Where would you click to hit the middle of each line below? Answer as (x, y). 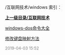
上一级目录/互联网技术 (27, 18)
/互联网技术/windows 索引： (33, 7)
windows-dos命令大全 (27, 28)
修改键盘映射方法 (22, 39)
